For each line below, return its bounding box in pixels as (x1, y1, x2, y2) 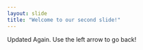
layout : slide (7, 10, 48, 17)
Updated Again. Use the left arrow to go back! (7, 35, 137, 43)
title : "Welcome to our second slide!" (7, 16, 121, 23)
